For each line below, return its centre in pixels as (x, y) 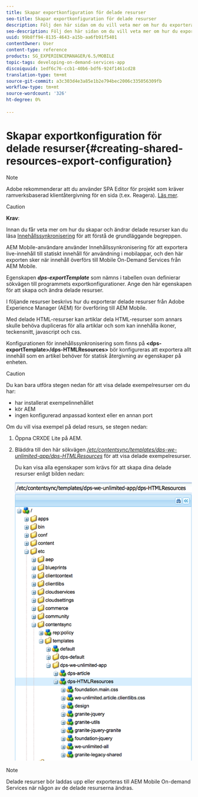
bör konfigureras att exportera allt (151, 349)
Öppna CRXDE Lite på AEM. (48, 438)
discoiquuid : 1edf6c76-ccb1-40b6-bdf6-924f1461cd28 (71, 69)
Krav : (13, 218)
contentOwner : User (30, 44)
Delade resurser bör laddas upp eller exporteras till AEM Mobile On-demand (98, 782)
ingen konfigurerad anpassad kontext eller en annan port (84, 415)
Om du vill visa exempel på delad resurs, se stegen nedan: (77, 427)
